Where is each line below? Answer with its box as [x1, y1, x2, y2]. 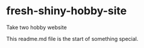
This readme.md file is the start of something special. [6, 35, 139, 42]
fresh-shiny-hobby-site [6, 4, 127, 18]
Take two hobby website [6, 24, 67, 31]
